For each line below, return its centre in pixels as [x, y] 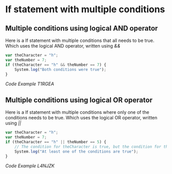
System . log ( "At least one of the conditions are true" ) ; [77, 152]
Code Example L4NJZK [30, 166]
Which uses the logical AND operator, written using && [63, 46]
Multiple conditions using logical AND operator [82, 28]
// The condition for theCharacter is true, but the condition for [88, 146]
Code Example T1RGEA [30, 84]
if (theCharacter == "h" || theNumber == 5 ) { [56, 142]
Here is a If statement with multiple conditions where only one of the [77, 112]
